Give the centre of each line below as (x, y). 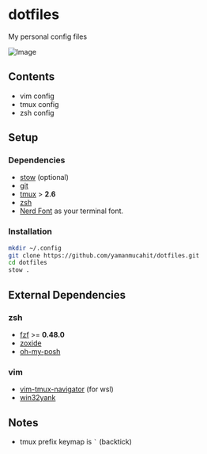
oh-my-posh (40, 351)
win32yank (38, 398)
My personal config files (48, 36)
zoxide (30, 343)
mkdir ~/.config (35, 248)
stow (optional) (44, 177)
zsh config (37, 113)
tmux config (39, 104)
